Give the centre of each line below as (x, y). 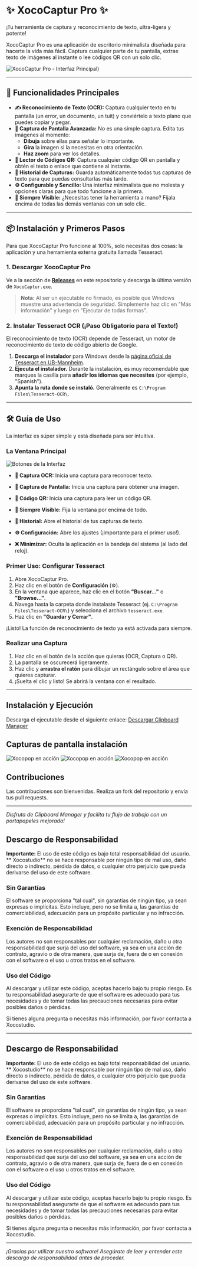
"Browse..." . (30, 597)
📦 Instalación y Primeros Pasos (66, 229)
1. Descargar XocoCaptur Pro (49, 267)
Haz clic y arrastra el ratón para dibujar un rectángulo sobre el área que (102, 668)
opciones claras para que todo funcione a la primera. (79, 191)
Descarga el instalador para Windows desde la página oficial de (93, 356)
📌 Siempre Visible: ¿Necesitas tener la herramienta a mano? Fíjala (95, 197)
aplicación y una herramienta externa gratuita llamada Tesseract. (85, 252)
